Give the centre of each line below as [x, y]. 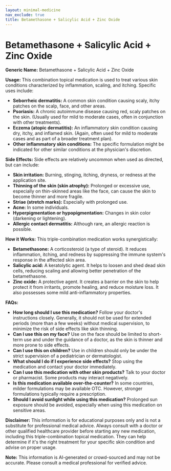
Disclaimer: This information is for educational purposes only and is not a [83, 420]
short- [155, 334]
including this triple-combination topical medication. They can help [76, 437]
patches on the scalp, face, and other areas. [59, 106]
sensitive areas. [29, 411]
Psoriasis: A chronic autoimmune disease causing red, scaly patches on [89, 112]
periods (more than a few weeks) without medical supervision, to [81, 324]
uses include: [19, 91]
